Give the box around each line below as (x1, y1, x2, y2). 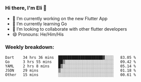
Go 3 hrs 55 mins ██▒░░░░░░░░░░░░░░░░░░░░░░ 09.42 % (5, 59, 136, 64)
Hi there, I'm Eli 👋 (5, 4, 47, 11)
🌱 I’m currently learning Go (12, 21, 67, 27)
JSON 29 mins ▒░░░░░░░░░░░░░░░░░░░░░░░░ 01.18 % (5, 68, 136, 73)
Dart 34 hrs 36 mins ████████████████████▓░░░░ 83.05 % (5, 55, 136, 60)
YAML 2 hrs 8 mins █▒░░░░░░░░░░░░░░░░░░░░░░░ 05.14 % (5, 64, 136, 69)
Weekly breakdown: (5, 44, 54, 51)
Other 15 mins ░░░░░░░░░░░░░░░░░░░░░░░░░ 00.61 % (5, 72, 136, 77)
